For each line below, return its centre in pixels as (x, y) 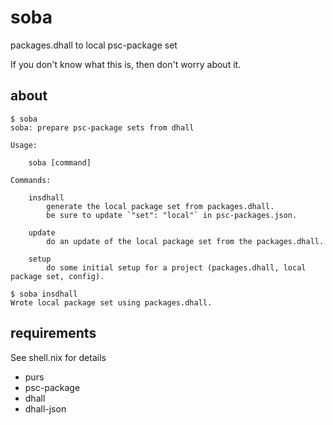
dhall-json (45, 408)
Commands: (31, 180)
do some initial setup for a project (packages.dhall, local (176, 267)
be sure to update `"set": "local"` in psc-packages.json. (172, 215)
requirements (53, 333)
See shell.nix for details (58, 357)
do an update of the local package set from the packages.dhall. (185, 241)
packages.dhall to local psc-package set (94, 45)
